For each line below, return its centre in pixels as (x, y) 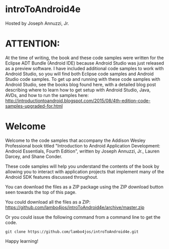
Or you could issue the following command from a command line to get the (83, 217)
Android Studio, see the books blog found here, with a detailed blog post (81, 84)
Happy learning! (22, 241)
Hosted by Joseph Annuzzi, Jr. (37, 23)
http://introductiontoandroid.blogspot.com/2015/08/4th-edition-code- (78, 101)
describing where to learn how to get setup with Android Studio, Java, (78, 90)
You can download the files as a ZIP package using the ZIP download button (84, 187)
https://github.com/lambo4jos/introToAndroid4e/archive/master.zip (75, 207)
